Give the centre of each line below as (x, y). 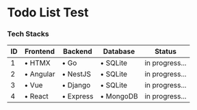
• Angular (40, 74)
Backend (77, 51)
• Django (76, 85)
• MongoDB (119, 96)
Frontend (40, 51)
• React (37, 96)
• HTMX (37, 63)
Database (119, 51)
